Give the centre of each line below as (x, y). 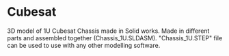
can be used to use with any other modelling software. (84, 45)
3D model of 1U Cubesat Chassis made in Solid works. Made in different (108, 31)
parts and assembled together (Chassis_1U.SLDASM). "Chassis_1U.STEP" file (115, 38)
